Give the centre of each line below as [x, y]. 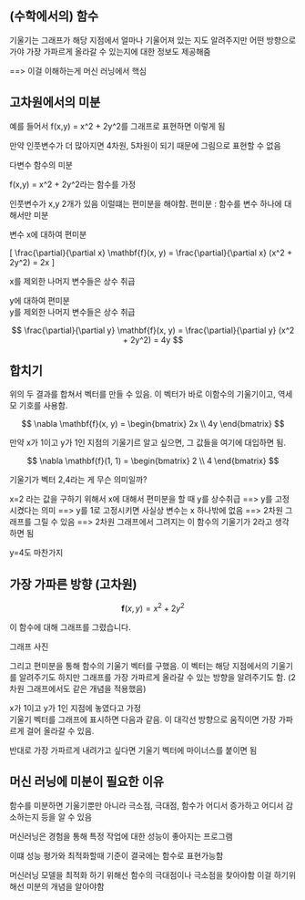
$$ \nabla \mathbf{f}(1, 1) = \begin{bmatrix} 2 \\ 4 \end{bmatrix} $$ [153, 461]
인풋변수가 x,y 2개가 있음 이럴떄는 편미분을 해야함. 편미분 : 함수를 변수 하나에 [146, 203]
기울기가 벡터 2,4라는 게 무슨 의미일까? [78, 480]
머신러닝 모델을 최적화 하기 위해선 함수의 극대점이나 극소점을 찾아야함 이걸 [141, 874]
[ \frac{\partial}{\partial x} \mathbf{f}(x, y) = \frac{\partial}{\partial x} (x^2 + [151, 253]
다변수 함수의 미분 [41, 165]
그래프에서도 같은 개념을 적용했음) [86, 688]
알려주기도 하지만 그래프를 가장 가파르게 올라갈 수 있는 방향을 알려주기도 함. [152, 677]
